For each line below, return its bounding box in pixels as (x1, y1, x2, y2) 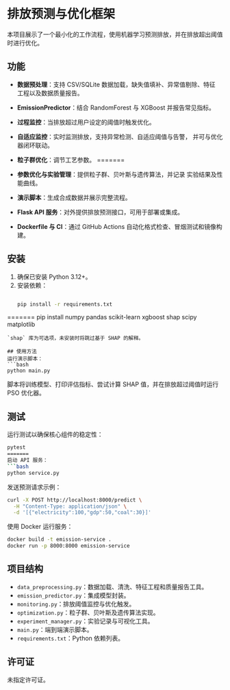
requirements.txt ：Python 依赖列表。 (16, 634, 125, 642)
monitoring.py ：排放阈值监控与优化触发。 (16, 600, 136, 608)
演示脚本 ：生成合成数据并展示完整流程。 (16, 193, 131, 201)
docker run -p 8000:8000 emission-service (7, 543, 130, 550)
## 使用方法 (7, 348, 38, 355)
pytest (7, 444, 26, 451)
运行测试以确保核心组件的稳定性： (7, 430, 103, 439)
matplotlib (7, 320, 36, 329)
